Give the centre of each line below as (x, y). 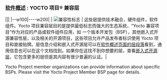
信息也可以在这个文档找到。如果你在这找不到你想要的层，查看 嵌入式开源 (83, 51)
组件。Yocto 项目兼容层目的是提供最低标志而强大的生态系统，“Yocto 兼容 (80, 26)
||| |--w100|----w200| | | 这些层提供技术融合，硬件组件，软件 (82, 20)
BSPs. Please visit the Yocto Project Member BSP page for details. (73, 72)
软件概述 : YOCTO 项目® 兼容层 (42, 7)
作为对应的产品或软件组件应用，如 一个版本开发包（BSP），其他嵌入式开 (85, 32)
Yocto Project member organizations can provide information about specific (83, 67)
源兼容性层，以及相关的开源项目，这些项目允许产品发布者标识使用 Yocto (79, 38)
